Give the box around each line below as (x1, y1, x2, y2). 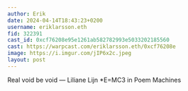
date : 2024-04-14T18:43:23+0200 (7, 17, 103, 24)
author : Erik (7, 10, 46, 18)
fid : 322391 (7, 30, 43, 37)
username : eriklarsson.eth (7, 23, 87, 30)
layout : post (7, 56, 46, 63)
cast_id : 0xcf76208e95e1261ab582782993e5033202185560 (7, 37, 170, 44)
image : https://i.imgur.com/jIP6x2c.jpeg (7, 50, 132, 57)
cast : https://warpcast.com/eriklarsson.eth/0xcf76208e (7, 43, 176, 50)
